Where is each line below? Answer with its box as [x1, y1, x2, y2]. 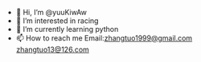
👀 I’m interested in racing [15, 16, 99, 25]
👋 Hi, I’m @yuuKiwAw [15, 8, 87, 17]
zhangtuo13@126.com [15, 45, 90, 54]
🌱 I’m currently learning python [15, 25, 119, 33]
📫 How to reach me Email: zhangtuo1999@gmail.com [15, 33, 193, 43]
